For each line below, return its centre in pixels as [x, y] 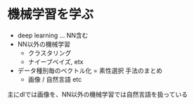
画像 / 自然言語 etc [55, 79]
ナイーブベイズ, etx [56, 61]
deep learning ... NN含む [53, 35]
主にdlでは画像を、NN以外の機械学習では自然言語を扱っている [98, 94]
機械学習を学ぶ [51, 14]
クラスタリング [50, 53]
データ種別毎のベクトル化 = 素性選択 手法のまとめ [90, 70]
